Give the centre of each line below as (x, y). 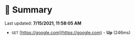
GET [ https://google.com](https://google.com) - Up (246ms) (71, 32)
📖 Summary (28, 10)
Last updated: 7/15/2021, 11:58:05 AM (43, 23)
